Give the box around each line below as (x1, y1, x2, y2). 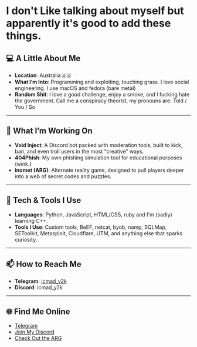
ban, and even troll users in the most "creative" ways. (14, 148, 144, 155)
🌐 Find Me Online (6, 306, 70, 316)
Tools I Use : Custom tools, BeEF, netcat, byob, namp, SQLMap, (14, 223, 167, 231)
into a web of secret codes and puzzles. (14, 172, 112, 180)
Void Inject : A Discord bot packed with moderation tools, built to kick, (14, 141, 183, 148)
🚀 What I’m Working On (6, 126, 93, 136)
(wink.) (14, 160, 32, 167)
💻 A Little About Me (6, 53, 81, 63)
